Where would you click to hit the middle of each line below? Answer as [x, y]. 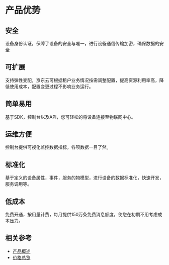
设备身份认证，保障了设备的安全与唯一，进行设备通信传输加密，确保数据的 [82, 43]
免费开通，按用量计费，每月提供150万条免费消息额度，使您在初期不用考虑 [81, 215]
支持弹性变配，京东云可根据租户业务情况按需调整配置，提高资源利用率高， [82, 80]
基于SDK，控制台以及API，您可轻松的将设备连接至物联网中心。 [70, 117]
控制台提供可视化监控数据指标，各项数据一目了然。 [58, 147]
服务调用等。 [18, 184]
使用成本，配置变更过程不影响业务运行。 [51, 86]
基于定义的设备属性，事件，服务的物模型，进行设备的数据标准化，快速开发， [84, 178]
